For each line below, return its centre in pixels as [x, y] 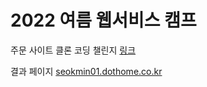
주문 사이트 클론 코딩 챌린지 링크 [73, 50]
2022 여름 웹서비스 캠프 [103, 20]
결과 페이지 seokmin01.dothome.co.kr [86, 71]
